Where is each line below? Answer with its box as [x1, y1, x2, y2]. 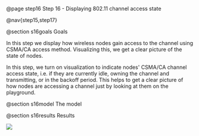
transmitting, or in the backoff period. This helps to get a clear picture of [6, 77, 184, 83]
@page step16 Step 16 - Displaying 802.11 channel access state [6, 5, 162, 12]
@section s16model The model [6, 100, 82, 107]
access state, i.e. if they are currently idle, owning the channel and [6, 70, 170, 77]
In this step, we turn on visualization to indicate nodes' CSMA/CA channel [6, 64, 187, 71]
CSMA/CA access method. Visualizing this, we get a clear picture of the [6, 46, 182, 53]
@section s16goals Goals [6, 28, 68, 35]
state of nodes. [6, 52, 43, 59]
